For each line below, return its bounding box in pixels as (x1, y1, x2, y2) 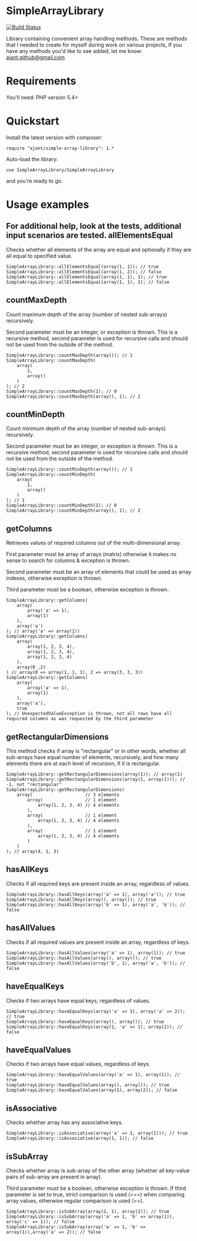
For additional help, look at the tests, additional (6, 221, 182, 231)
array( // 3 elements (16, 792, 119, 798)
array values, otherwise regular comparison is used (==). (6, 1197, 144, 1204)
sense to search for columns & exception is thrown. (6, 557, 131, 564)
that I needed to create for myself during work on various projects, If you (6, 41, 182, 48)
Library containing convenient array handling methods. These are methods (6, 35, 188, 42)
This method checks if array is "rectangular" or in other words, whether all (6, 747, 186, 754)
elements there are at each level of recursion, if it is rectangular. (6, 760, 161, 767)
